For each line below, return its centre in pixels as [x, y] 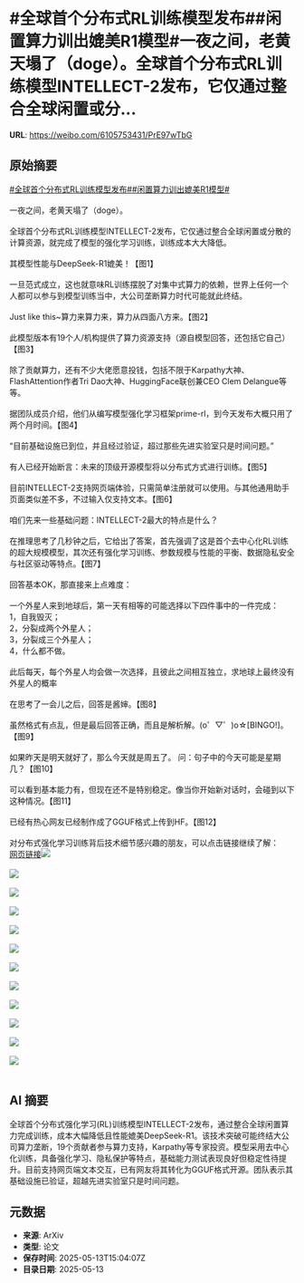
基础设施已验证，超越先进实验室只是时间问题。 [96, 1181]
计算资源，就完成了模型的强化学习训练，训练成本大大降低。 [120, 242]
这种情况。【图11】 [43, 801]
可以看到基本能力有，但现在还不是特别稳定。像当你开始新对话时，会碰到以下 [152, 789]
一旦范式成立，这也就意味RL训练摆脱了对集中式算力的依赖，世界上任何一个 [149, 284]
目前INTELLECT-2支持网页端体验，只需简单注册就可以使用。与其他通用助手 [149, 487]
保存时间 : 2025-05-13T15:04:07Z [84, 1258]
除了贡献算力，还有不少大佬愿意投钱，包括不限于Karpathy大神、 [129, 370]
